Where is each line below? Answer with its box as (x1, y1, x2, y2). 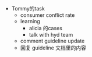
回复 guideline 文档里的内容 (20, 44, 86, 51)
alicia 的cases (29, 25, 63, 31)
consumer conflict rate (20, 12, 75, 19)
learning (20, 18, 41, 24)
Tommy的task (11, 5, 45, 12)
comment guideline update (20, 37, 85, 44)
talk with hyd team (29, 31, 73, 38)
